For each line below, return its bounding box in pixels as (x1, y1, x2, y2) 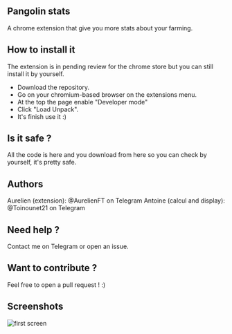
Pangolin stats (7, 6, 71, 17)
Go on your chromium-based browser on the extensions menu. (17, 90, 197, 99)
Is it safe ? (7, 133, 52, 145)
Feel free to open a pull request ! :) (7, 280, 106, 289)
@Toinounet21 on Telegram (7, 204, 85, 212)
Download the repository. (17, 83, 90, 91)
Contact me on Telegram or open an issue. (7, 242, 130, 251)
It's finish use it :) (17, 112, 67, 120)
